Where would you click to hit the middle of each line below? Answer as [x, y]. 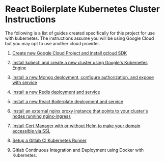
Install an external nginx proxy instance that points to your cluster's [80, 111]
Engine [19, 68]
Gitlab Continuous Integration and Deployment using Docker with [78, 150]
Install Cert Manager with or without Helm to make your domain [76, 126]
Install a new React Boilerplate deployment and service [68, 101]
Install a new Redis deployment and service [56, 92]
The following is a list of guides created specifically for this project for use [80, 33]
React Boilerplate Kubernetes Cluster [82, 9]
